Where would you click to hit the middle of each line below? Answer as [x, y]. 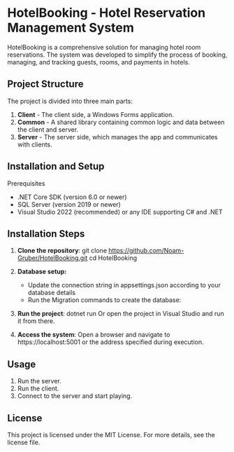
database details [52, 293]
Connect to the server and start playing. [75, 396]
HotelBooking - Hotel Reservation [107, 13]
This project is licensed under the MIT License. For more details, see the [111, 435]
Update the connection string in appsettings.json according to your [124, 285]
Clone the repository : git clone [62, 251]
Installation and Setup [56, 166]
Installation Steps [46, 234]
